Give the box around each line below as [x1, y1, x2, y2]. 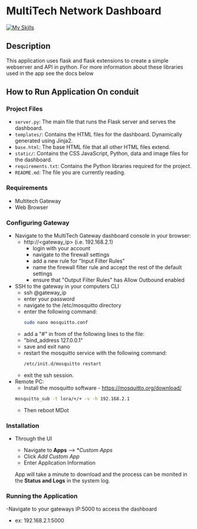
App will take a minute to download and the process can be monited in [14, 471, 187, 478]
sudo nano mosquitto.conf [23, 320, 88, 326]
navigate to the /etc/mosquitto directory [23, 302, 122, 309]
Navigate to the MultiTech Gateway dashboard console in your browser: [14, 232, 192, 239]
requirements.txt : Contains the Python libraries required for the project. [14, 163, 192, 170]
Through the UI [14, 435, 52, 442]
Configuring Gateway [6, 219, 70, 227]
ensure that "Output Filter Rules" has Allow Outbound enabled [32, 276, 185, 284]
